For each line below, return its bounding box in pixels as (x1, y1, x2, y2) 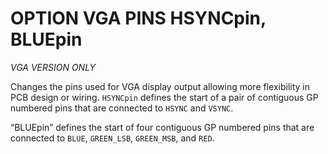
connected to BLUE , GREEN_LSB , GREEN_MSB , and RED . (10, 132, 215, 144)
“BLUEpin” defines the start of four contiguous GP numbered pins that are (10, 121, 315, 133)
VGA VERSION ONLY (10, 61, 97, 73)
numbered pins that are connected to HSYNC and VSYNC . (10, 102, 234, 114)
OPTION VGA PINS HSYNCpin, (10, 7, 267, 30)
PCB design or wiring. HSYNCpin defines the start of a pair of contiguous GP (10, 91, 319, 103)
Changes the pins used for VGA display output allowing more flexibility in (10, 80, 311, 92)
